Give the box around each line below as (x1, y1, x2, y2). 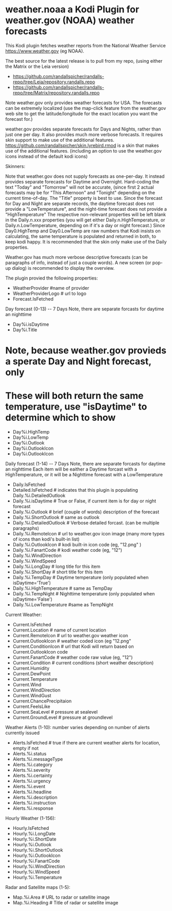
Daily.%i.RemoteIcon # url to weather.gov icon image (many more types (12, 531, 165, 537)
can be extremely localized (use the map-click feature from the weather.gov (5, 105, 166, 111)
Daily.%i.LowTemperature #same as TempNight (12, 602, 114, 608)
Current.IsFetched (12, 622, 51, 628)
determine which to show (5, 412, 116, 423)
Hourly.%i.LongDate (12, 831, 56, 837)
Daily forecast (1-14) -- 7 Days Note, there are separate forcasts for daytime (5, 461, 166, 467)
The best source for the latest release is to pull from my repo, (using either (5, 58, 163, 64)
